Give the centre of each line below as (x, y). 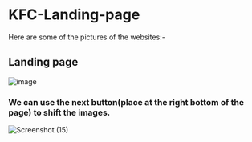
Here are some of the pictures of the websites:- (87, 37)
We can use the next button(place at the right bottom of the (126, 102)
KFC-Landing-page (74, 15)
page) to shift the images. (59, 112)
